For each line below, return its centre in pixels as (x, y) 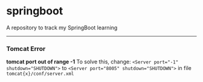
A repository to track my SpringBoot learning (62, 28)
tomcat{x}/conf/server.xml (40, 74)
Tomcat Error (26, 48)
